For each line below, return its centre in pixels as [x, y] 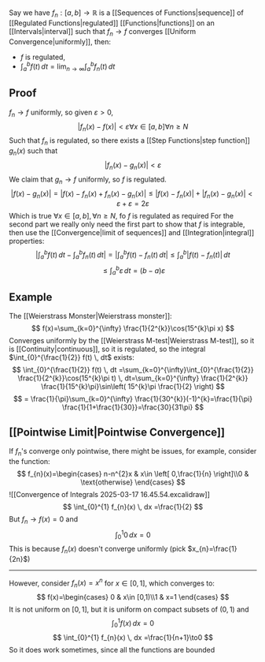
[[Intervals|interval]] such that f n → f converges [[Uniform [103, 32]
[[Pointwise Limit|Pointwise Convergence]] [117, 432]
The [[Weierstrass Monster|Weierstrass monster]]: [90, 316]
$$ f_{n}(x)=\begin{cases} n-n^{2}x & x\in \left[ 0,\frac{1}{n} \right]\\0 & [133, 473]
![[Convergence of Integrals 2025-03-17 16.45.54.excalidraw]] [110, 494]
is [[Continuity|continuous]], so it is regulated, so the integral [107, 349]
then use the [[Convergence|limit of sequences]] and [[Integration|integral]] [132, 233]
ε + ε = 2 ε [133, 204]
